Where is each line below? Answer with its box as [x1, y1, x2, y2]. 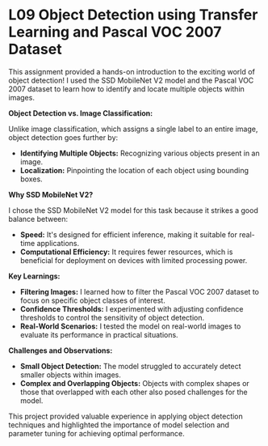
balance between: [8, 214, 69, 223]
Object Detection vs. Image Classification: [8, 108, 153, 118]
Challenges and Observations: [8, 346, 113, 355]
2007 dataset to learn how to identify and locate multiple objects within [8, 83, 245, 94]
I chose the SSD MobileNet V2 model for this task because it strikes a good [8, 205, 258, 215]
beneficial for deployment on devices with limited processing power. [19, 255, 248, 265]
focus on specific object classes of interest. [19, 295, 165, 305]
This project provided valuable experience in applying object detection [8, 411, 244, 421]
